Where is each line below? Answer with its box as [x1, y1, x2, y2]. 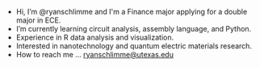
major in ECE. [15, 15, 61, 25]
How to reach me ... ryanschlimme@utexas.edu [15, 50, 174, 59]
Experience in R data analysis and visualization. [15, 32, 174, 42]
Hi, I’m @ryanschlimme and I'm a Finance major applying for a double [15, 7, 248, 16]
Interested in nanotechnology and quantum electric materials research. [15, 41, 253, 51]
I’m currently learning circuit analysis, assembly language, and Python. [15, 24, 252, 33]
